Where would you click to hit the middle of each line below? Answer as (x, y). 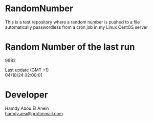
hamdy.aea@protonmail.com (34, 113)
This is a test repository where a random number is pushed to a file (73, 22)
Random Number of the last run (70, 47)
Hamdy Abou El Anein (27, 108)
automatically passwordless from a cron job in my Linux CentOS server (76, 27)
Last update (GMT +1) (27, 70)
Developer (26, 95)
